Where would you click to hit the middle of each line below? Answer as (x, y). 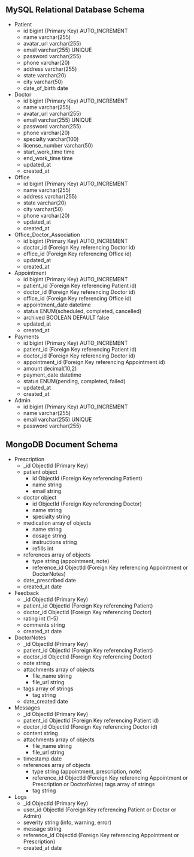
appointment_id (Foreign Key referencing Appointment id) (94, 362)
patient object (40, 472)
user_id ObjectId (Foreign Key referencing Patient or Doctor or (100, 810)
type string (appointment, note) (71, 561)
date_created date (46, 701)
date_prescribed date (49, 580)
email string (47, 491)
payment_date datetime (52, 375)
